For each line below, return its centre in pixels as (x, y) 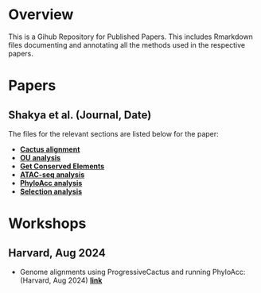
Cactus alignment (50, 149)
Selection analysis (51, 191)
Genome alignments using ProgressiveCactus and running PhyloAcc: (132, 272)
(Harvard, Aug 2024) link (61, 280)
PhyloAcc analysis (51, 183)
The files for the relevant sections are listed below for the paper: (113, 133)
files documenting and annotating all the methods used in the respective (127, 44)
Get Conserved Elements (62, 166)
